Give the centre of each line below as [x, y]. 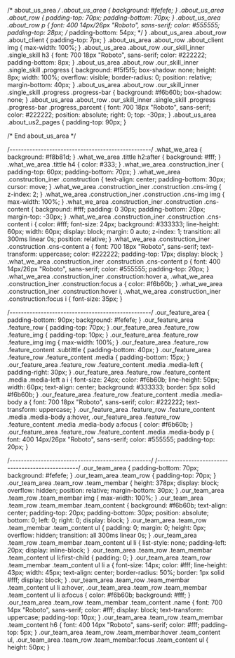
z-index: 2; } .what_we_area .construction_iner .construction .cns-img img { [116, 194]
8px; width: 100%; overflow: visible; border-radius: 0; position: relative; [110, 77]
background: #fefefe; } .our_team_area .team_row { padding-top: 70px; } [112, 475]
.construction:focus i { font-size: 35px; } [65, 299]
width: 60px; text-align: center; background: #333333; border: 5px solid [112, 387]
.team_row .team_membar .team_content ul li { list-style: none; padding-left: [117, 543]
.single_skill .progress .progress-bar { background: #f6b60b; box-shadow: [115, 92]
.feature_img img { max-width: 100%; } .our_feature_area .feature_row [108, 342]
